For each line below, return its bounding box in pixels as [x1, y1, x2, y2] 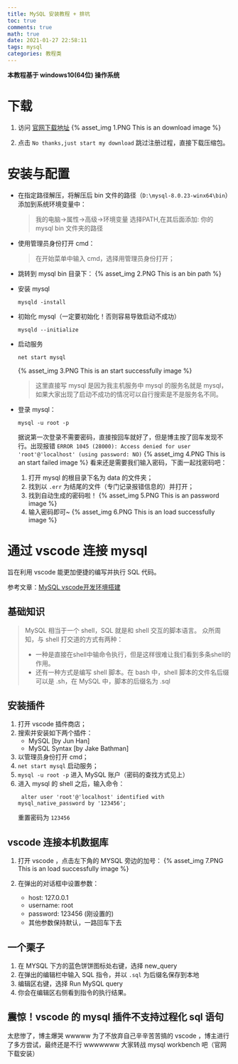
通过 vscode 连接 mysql [7, 542, 148, 559]
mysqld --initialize [17, 326, 79, 334]
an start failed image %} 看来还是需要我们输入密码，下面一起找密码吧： [17, 458, 227, 467]
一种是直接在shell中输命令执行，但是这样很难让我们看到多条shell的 [35, 650, 231, 658]
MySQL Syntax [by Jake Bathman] [28, 744, 129, 753]
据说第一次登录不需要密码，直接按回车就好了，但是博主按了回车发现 [17, 433, 217, 441]
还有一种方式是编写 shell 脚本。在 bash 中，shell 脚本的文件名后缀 [35, 668, 229, 676]
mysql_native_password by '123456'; [17, 800, 126, 807]
